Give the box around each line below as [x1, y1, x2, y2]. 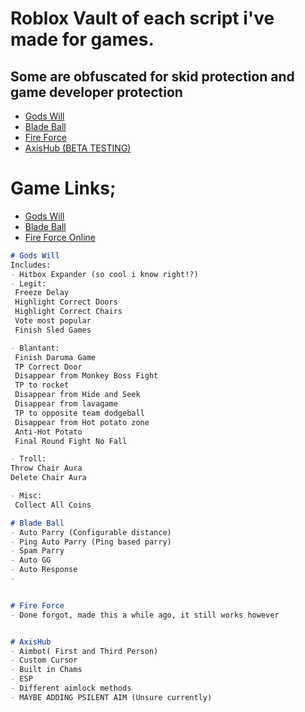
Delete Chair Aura [10, 473, 87, 483]
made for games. [10, 28, 155, 51]
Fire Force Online [24, 231, 97, 243]
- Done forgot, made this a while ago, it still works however [10, 610, 280, 620]
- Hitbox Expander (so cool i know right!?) [10, 269, 199, 279]
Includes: [10, 260, 52, 270]
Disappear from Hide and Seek [14, 390, 141, 400]
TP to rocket [14, 380, 70, 391]
